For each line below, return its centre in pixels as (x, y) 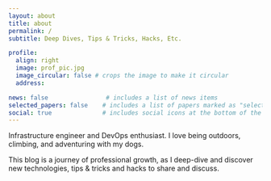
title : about (30, 23)
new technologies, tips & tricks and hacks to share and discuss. (114, 168)
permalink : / (30, 31)
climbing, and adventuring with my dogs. (76, 144)
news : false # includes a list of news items (113, 98)
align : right (38, 61)
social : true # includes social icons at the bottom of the (135, 113)
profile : (23, 53)
